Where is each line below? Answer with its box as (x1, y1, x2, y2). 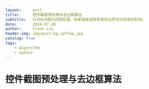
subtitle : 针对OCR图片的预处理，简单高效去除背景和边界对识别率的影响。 (5, 17, 146, 22)
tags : (5, 41, 17, 46)
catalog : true (5, 36, 36, 41)
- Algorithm (14, 45, 40, 50)
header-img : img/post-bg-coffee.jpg (5, 31, 83, 36)
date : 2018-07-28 (5, 21, 56, 27)
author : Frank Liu (5, 26, 54, 32)
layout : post (5, 7, 42, 13)
